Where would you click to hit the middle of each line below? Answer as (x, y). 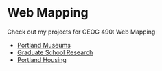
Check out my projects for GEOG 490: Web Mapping (81, 32)
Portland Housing (42, 59)
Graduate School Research (55, 52)
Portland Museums (44, 45)
